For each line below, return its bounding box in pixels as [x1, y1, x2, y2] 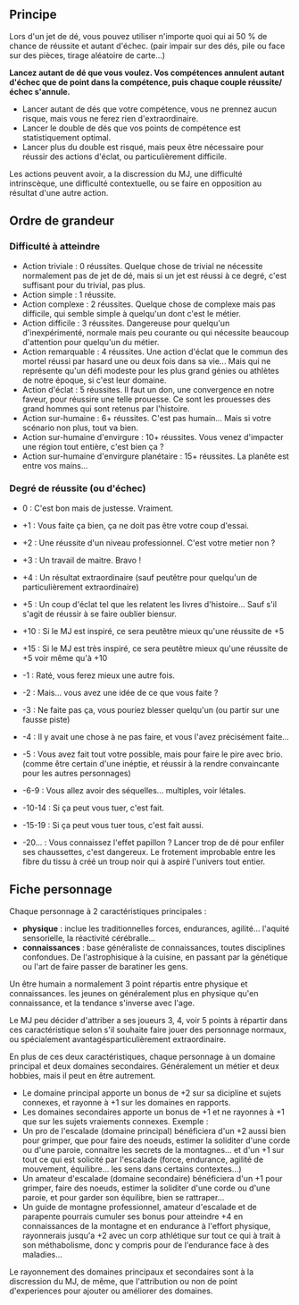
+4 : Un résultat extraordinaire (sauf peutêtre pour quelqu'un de [21, 572, 257, 582]
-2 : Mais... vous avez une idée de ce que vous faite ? [21, 687, 219, 698]
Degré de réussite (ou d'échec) [9, 482, 146, 495]
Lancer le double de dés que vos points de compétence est [21, 123, 241, 133]
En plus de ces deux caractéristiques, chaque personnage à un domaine [9, 1051, 276, 1062]
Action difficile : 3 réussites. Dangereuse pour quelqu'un [21, 318, 230, 328]
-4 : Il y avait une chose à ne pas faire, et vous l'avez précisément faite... [21, 731, 290, 741]
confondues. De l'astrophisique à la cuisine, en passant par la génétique [21, 952, 288, 962]
